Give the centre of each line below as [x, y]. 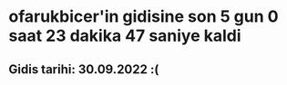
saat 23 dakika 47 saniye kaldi [125, 36]
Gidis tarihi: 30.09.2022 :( [84, 69]
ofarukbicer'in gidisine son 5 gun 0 [143, 17]
